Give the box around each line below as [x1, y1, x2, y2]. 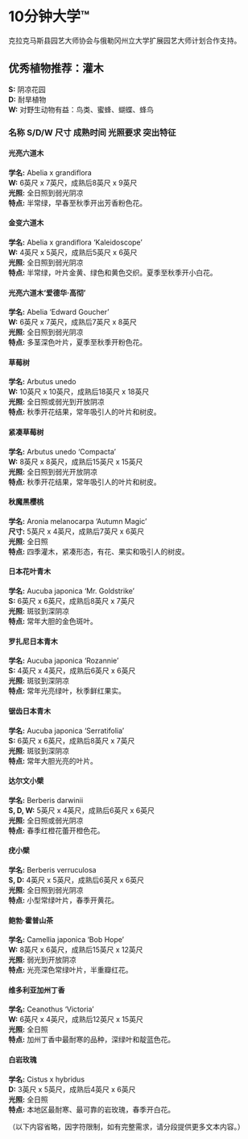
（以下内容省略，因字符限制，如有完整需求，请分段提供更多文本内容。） [8, 1121, 245, 1131]
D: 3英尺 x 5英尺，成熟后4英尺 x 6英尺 [8, 1084, 136, 1094]
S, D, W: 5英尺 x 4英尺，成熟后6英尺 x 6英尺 [8, 805, 155, 815]
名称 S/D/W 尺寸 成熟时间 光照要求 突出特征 [8, 127, 176, 138]
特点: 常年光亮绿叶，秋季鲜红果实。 [8, 686, 126, 696]
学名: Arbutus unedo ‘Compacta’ [8, 446, 117, 456]
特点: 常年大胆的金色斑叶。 [8, 617, 98, 626]
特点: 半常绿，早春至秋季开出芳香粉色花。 [8, 198, 147, 207]
